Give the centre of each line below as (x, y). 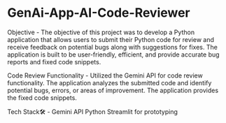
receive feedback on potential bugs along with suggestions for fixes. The (113, 47)
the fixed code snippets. (42, 97)
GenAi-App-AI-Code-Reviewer (99, 13)
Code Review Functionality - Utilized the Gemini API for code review (105, 75)
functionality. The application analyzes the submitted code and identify (110, 82)
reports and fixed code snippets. (54, 61)
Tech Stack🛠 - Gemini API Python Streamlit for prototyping (93, 111)
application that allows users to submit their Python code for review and (111, 39)
